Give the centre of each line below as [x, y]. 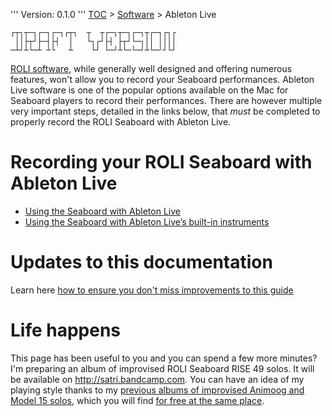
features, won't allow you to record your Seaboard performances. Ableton [162, 79]
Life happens [66, 330]
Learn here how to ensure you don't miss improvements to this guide [152, 290]
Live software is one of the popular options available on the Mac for [149, 90]
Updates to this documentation [141, 262]
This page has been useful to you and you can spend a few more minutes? [164, 358]
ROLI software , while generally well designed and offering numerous [151, 68]
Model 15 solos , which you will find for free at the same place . [137, 400]
